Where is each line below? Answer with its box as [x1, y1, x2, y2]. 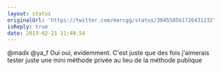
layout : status [7, 10, 51, 17]
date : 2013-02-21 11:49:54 [7, 29, 86, 37]
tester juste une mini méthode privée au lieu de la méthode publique [7, 56, 203, 65]
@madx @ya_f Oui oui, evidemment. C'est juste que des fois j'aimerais [7, 49, 210, 57]
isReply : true [7, 23, 49, 30]
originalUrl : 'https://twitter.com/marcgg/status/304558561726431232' [7, 17, 216, 24]
